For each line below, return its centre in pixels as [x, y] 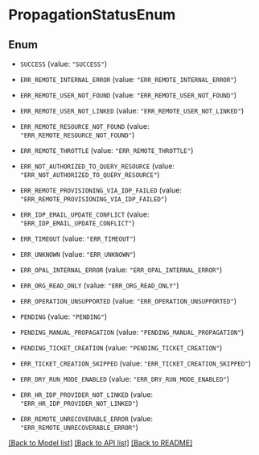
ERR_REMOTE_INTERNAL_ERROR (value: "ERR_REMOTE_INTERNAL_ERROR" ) [128, 79]
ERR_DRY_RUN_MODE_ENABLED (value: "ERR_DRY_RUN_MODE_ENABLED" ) [125, 379]
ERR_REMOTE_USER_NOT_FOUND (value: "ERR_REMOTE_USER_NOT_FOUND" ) [128, 95]
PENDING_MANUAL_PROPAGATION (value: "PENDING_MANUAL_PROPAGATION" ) [132, 332]
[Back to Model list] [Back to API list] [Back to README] [101, 443]
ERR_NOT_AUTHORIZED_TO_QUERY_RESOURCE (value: [97, 166]
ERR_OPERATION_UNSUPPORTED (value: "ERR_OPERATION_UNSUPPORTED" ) [128, 301]
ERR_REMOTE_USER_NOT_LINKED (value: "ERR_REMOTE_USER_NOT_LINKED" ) [132, 111]
